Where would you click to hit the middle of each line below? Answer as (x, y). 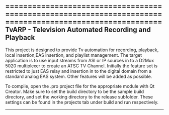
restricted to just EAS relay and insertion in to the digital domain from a (78, 71)
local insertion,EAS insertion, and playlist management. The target (74, 55)
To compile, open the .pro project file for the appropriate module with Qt (80, 86)
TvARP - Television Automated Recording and (78, 30)
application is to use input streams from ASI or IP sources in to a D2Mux (80, 60)
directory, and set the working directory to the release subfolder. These (79, 97)
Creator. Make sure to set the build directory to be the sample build (75, 91)
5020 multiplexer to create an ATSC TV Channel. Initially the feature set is (81, 66)
